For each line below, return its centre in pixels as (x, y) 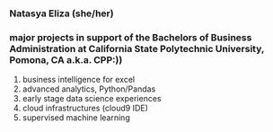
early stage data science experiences (92, 99)
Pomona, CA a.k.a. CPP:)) (66, 59)
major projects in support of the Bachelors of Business (131, 37)
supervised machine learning (76, 118)
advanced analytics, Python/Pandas (89, 89)
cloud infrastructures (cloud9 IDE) (85, 108)
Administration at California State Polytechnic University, (137, 48)
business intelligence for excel (79, 80)
